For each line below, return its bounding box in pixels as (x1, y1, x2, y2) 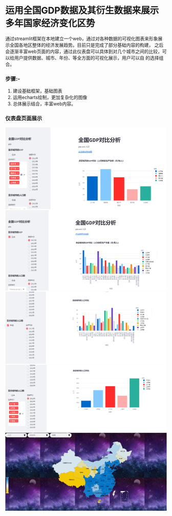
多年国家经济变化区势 (5, 17, 96, 29)
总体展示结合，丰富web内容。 (12, 101, 76, 107)
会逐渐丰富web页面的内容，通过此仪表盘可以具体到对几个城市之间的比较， (5, 48, 162, 54)
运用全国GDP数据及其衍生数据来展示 (5, 5, 159, 16)
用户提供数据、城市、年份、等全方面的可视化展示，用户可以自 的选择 (14, 54, 159, 61)
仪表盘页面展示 (5, 115, 42, 122)
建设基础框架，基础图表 (12, 88, 62, 94)
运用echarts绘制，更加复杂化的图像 (12, 94, 88, 101)
